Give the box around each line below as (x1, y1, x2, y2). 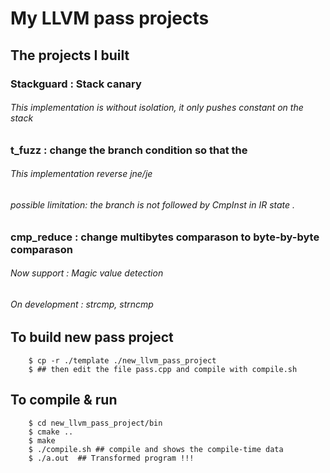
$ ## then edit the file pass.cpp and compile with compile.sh (28, 364, 298, 374)
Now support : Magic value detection (10, 267, 164, 279)
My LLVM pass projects (10, 7, 210, 30)
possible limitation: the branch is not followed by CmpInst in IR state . (10, 198, 296, 211)
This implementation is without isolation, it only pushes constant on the (10, 102, 304, 114)
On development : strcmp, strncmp (10, 298, 154, 310)
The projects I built (10, 47, 130, 64)
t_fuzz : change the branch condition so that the (10, 143, 248, 157)
